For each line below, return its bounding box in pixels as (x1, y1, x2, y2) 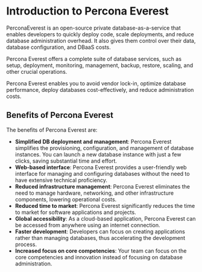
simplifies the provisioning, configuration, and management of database (14, 144, 194, 152)
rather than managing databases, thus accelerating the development (14, 234, 186, 241)
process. (14, 241, 37, 248)
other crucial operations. (6, 68, 68, 75)
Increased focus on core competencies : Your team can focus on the (14, 247, 187, 254)
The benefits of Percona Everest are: (6, 126, 98, 134)
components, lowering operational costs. (14, 195, 117, 203)
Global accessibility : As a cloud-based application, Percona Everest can (14, 215, 196, 222)
